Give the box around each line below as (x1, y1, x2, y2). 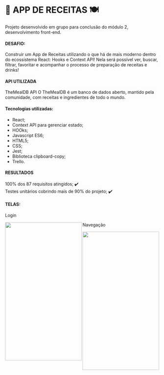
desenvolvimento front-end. (5, 29, 62, 35)
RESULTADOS (5, 170, 34, 175)
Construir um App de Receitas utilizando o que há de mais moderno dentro (5, 52, 156, 58)
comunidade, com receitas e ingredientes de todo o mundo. (5, 94, 126, 100)
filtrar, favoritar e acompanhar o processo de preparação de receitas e (5, 62, 147, 68)
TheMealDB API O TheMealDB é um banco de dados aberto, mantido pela (5, 89, 154, 95)
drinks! (5, 67, 19, 73)
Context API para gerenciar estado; (12, 122, 84, 128)
